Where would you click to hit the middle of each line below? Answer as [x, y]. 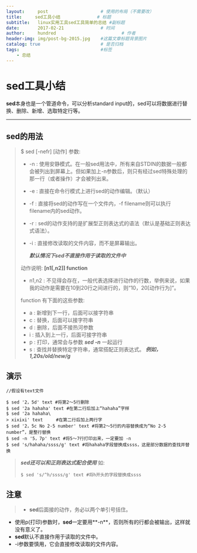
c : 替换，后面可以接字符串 [61, 320]
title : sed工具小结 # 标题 [59, 17]
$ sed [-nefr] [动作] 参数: [50, 152]
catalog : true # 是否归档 [65, 45]
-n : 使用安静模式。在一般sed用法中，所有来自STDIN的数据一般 [105, 164]
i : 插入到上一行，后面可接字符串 [68, 335]
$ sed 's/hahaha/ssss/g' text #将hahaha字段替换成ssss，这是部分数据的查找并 [96, 445]
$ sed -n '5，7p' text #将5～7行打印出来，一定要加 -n [69, 439]
